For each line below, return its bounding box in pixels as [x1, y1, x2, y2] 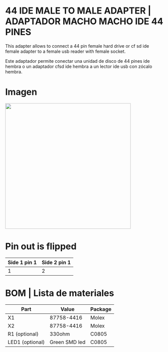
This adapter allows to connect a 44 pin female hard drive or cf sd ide [5, 43, 149, 49]
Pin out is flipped [5, 241, 77, 252]
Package [90, 305, 112, 312]
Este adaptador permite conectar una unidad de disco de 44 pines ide [5, 58, 150, 64]
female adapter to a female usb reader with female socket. [5, 48, 126, 54]
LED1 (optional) [8, 338, 45, 345]
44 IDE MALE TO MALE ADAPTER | [5, 5, 151, 17]
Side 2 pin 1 [42, 259, 71, 266]
